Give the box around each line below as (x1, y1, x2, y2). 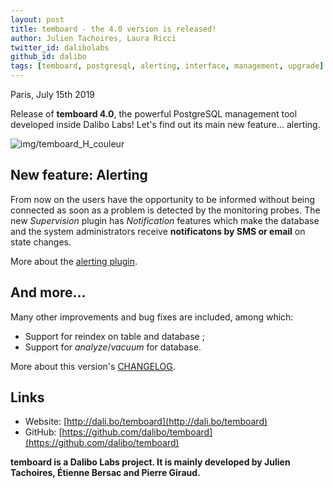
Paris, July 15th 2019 (10, 89, 96, 100)
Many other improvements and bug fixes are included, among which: (10, 311, 294, 323)
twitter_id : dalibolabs (10, 42, 110, 53)
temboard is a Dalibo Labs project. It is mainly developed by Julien (10, 456, 291, 468)
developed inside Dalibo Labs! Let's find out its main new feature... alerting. (10, 119, 321, 130)
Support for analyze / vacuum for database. (24, 341, 202, 353)
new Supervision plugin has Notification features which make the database (10, 214, 320, 226)
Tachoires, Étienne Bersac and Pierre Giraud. (10, 467, 201, 479)
